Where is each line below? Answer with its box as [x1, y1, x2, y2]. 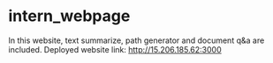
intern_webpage [8, 6, 131, 26]
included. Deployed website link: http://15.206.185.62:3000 [8, 44, 222, 54]
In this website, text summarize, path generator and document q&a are [8, 35, 265, 45]
